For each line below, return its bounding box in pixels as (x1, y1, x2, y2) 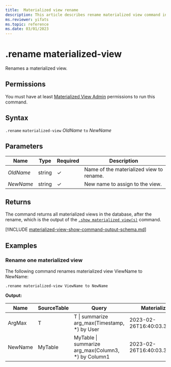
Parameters (5, 142, 43, 151)
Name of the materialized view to (84, 166, 163, 173)
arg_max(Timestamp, (73, 320, 125, 326)
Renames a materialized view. (5, 65, 68, 71)
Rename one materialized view (5, 256, 83, 264)
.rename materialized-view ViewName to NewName (5, 283, 108, 289)
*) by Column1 (73, 353, 110, 360)
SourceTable (38, 304, 69, 311)
